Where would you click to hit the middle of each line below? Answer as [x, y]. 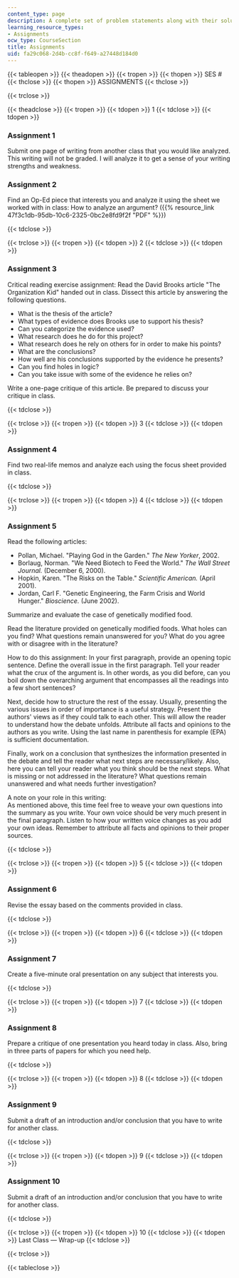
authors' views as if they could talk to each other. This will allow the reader [117, 717]
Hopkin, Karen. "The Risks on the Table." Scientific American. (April [116, 578]
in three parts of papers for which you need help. [79, 1051]
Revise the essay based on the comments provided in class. [95, 905]
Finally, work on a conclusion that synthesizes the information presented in [117, 754]
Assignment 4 [32, 449]
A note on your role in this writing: [57, 798]
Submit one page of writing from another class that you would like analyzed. [119, 151]
